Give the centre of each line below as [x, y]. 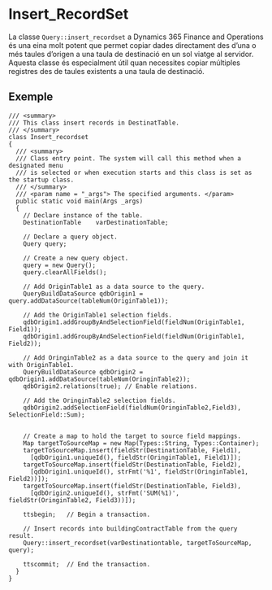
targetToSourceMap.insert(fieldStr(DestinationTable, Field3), [132, 486]
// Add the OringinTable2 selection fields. [99, 400]
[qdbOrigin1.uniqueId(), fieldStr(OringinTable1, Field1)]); [136, 457]
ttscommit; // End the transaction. [87, 564]
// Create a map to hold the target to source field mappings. [132, 436]
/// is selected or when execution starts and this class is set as [134, 173]
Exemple [31, 97]
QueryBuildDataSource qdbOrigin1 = [83, 294]
